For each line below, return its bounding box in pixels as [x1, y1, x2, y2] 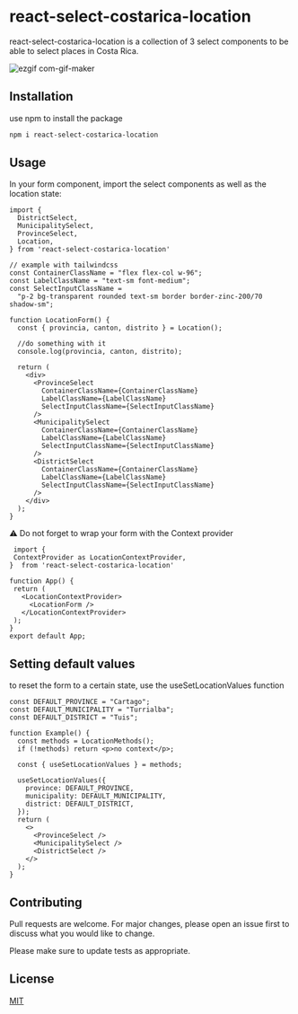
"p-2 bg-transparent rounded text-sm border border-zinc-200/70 [17, 292, 263, 302]
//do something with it [17, 339, 106, 348]
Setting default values [9, 656, 136, 671]
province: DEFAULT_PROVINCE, [25, 784, 135, 793]
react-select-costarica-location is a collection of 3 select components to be [9, 36, 289, 47]
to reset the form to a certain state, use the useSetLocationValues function [9, 680, 285, 691]
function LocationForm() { [9, 316, 110, 325]
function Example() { [9, 729, 91, 738]
